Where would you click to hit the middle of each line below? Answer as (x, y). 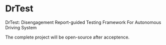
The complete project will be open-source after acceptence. (67, 37)
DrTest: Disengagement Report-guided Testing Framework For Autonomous (83, 22)
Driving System (21, 27)
